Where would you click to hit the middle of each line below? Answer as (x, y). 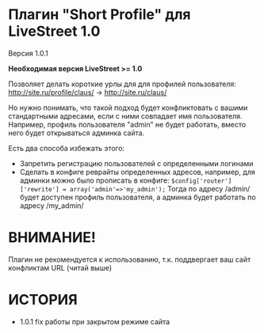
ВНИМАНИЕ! (52, 238)
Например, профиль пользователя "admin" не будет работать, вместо (127, 124)
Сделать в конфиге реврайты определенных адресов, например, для (137, 172)
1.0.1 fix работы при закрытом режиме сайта (95, 321)
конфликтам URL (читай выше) (60, 267)
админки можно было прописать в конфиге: (95, 180)
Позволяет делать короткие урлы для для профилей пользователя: (122, 84)
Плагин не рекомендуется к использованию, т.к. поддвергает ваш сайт (130, 259)
